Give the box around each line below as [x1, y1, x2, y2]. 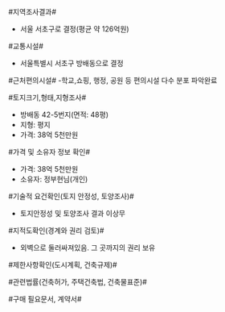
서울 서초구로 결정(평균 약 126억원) [19, 24, 130, 34]
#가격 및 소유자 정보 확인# [8, 148, 91, 156]
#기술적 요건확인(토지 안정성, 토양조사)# [8, 192, 134, 201]
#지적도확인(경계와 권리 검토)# [8, 226, 104, 235]
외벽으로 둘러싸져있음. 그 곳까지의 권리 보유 [19, 243, 156, 252]
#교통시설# [8, 41, 44, 51]
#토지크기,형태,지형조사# [8, 93, 87, 102]
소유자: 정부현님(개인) [19, 174, 88, 184]
